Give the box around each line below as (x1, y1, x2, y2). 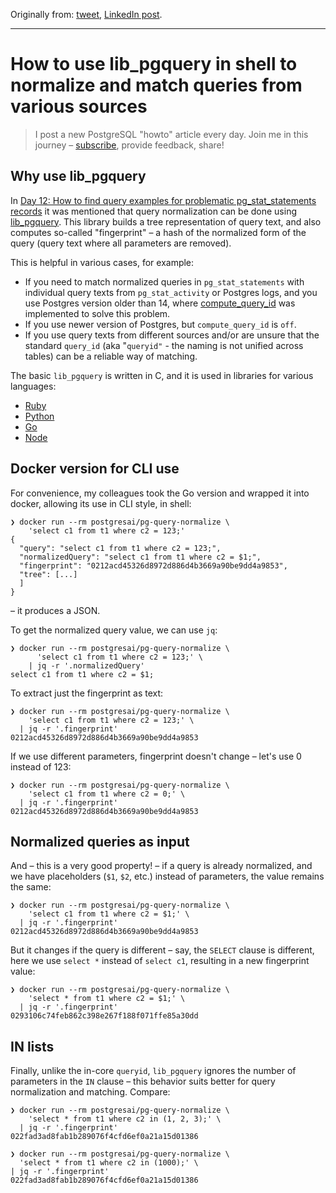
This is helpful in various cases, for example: (10, 256, 195, 268)
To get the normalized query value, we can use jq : (10, 624, 218, 636)
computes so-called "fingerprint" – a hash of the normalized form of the (10, 226, 307, 238)
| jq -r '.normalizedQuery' (28, 660, 145, 671)
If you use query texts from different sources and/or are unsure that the (24, 329, 320, 341)
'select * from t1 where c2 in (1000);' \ (19, 1158, 199, 1168)
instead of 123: (10, 760, 72, 773)
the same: (10, 881, 52, 893)
